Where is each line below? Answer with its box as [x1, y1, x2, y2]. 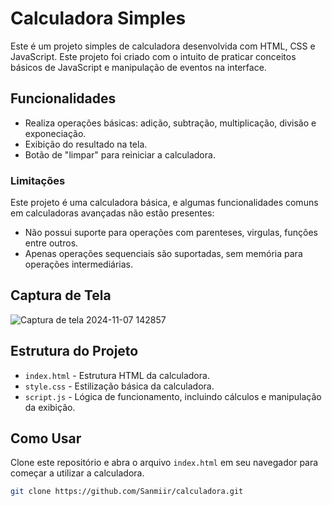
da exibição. [24, 401, 76, 413]
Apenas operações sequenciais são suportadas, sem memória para [24, 248, 303, 260]
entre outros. [24, 237, 79, 249]
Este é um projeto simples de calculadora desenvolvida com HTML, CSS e [10, 40, 316, 52]
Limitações [10, 173, 66, 187]
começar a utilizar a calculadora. [10, 467, 145, 479]
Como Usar [10, 430, 82, 447]
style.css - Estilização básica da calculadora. [24, 380, 215, 392]
